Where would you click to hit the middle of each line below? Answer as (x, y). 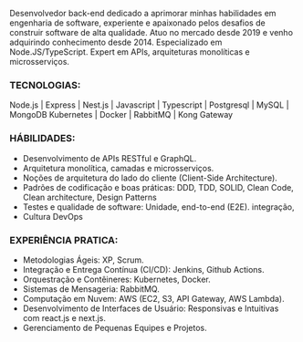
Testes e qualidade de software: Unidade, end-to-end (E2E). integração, (158, 207)
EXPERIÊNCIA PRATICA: (64, 240)
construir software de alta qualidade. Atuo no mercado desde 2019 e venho (151, 32)
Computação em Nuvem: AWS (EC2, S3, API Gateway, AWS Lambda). (153, 298)
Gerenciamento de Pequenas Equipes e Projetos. (115, 327)
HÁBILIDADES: (42, 139)
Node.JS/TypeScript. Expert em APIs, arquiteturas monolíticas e (130, 52)
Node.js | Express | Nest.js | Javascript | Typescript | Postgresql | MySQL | (149, 105)
